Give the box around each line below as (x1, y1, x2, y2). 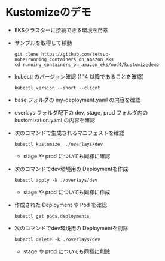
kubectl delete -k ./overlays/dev (14, 236, 100, 242)
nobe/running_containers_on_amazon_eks (14, 56, 114, 62)
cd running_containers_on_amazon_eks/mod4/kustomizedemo (14, 61, 160, 68)
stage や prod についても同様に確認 (23, 152, 111, 160)
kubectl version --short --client (14, 85, 100, 91)
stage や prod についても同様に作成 (23, 188, 111, 196)
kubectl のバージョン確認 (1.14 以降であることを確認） (14, 73, 148, 80)
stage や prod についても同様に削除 (23, 247, 111, 255)
